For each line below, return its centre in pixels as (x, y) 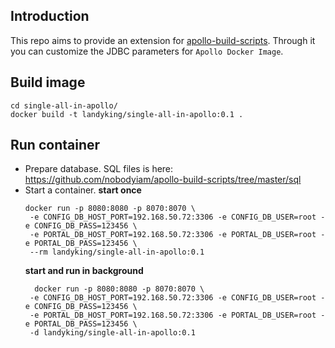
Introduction (50, 16)
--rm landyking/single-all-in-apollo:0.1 (117, 252)
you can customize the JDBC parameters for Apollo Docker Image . (147, 51)
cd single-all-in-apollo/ (64, 105)
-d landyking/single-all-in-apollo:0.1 (112, 333)
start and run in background (84, 271)
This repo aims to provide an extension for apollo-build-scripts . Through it (163, 40)
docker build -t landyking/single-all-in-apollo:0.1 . (127, 114)
